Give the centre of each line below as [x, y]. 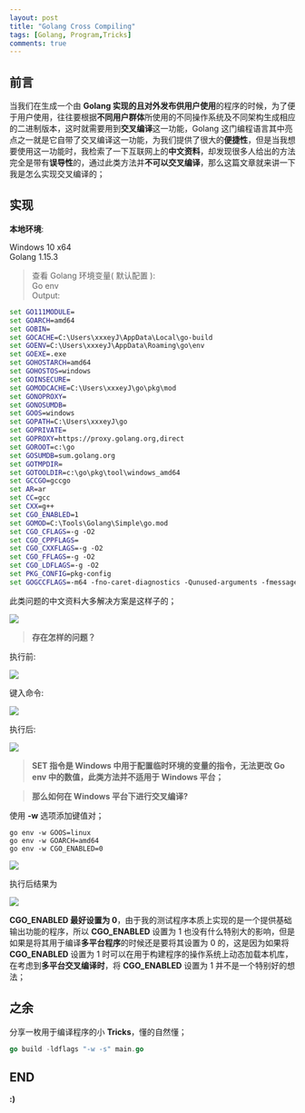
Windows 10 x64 [40, 247]
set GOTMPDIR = [36, 464]
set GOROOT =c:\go [42, 447]
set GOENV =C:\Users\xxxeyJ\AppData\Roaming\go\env [107, 346]
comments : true [38, 43]
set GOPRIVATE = [38, 431]
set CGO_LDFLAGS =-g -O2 [54, 566]
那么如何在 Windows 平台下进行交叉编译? [110, 796]
